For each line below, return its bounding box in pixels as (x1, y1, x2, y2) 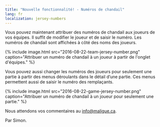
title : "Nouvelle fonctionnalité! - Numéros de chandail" (5, 7, 125, 12)
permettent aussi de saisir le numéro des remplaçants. (5, 79, 114, 85)
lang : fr (5, 12, 23, 16)
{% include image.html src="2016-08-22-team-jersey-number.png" (5, 49, 140, 55)
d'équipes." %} (5, 59, 35, 65)
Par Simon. (5, 117, 27, 124)
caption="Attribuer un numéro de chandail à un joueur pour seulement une (5, 94, 154, 99)
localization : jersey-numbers (5, 16, 66, 21)
